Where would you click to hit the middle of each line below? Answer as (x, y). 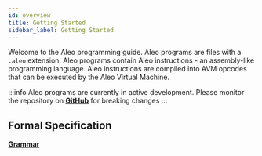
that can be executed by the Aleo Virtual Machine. (89, 77)
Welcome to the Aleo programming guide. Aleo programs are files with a (125, 53)
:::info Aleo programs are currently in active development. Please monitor (126, 93)
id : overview (29, 15)
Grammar (24, 144)
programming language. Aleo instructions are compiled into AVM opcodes (127, 69)
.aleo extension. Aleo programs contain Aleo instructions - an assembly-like (131, 60)
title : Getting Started (47, 23)
